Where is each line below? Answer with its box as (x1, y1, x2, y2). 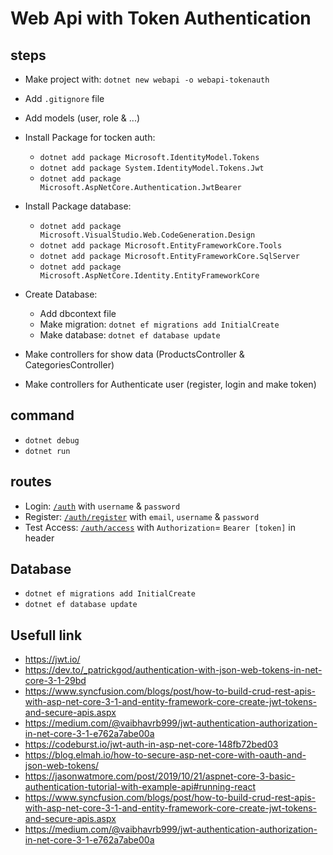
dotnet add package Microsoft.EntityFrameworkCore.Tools (39, 241, 283, 251)
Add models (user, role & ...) (24, 112, 141, 124)
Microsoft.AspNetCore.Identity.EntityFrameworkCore (39, 271, 260, 281)
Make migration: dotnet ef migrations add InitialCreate (39, 318, 280, 330)
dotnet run (24, 446, 71, 456)
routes (10, 473, 52, 491)
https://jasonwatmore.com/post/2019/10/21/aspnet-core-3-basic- (24, 770, 296, 782)
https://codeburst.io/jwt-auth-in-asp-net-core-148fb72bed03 (24, 738, 279, 751)
